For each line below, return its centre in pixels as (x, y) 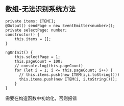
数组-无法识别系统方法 (40, 9)
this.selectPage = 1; (37, 57)
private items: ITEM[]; (31, 21)
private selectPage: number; (36, 30)
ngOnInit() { (19, 52)
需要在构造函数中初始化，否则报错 (41, 98)
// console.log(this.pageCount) (49, 66)
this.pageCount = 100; (39, 61)
